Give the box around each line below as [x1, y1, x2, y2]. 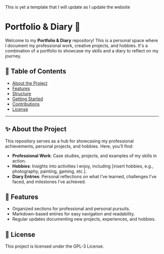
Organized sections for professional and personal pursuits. [12, 206, 130, 212]
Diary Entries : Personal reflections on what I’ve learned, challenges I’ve [12, 173, 157, 179]
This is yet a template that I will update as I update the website [5, 4, 130, 10]
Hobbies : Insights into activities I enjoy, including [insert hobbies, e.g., [12, 163, 154, 169]
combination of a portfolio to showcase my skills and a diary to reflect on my [5, 47, 159, 53]
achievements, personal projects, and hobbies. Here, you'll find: [5, 143, 134, 149]
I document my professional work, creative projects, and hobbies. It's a [5, 43, 148, 48]
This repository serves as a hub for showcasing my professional [5, 138, 134, 144]
